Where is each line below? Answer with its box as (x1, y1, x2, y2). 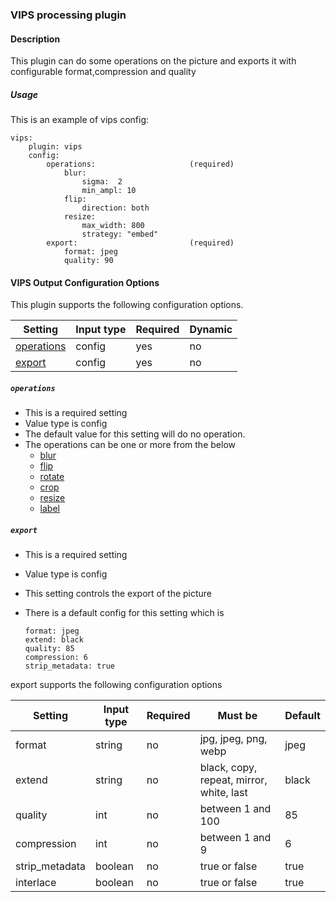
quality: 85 (24, 644, 75, 654)
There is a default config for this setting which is (24, 607, 225, 619)
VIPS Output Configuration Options (10, 276, 160, 288)
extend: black (24, 635, 84, 645)
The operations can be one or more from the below (24, 439, 236, 451)
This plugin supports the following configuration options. (10, 299, 244, 311)
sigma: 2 (81, 177, 123, 187)
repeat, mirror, (199, 773, 268, 787)
